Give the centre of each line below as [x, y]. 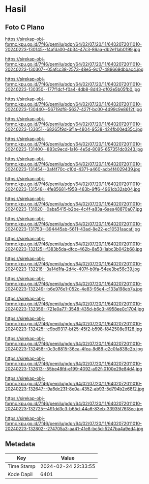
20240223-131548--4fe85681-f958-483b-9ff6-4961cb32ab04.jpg [73, 189]
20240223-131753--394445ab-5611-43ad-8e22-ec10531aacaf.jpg [73, 229]
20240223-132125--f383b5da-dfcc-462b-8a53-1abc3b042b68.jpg [74, 249]
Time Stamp [22, 466]
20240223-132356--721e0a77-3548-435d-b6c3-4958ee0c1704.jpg [74, 309]
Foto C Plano [25, 27]
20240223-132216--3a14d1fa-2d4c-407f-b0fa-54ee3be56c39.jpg [73, 269]
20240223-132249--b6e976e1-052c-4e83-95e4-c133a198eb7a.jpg [74, 289]
